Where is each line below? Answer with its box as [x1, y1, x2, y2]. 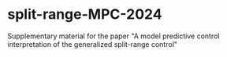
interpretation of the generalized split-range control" [7, 39, 178, 48]
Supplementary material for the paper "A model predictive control [7, 31, 220, 41]
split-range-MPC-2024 [7, 5, 162, 23]
